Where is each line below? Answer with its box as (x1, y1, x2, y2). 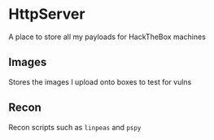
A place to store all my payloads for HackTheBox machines (8, 32, 206, 42)
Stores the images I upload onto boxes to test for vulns (8, 77, 192, 86)
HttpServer (8, 5, 85, 24)
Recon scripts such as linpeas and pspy (8, 122, 142, 132)
